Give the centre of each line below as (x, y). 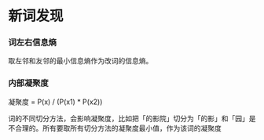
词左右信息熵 (33, 42)
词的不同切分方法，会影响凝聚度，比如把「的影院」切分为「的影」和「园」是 (132, 118)
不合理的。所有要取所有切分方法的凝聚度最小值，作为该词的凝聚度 (115, 128)
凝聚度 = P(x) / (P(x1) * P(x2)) (55, 102)
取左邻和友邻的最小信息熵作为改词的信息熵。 (81, 61)
